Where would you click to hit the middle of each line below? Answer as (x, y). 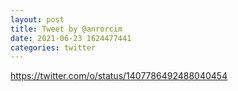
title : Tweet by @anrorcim (66, 29)
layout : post (37, 19)
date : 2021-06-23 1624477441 (71, 38)
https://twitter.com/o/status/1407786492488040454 (119, 76)
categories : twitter (53, 47)
